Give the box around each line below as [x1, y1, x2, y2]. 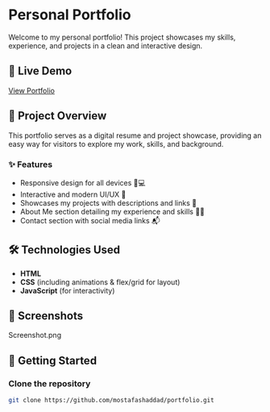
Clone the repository [8, 377, 91, 389]
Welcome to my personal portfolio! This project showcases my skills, [8, 32, 236, 42]
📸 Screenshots [8, 309, 84, 323]
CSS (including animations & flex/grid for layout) [19, 277, 181, 287]
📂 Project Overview [8, 109, 107, 123]
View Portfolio [8, 85, 55, 95]
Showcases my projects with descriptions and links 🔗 [19, 198, 197, 207]
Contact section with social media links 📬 [19, 215, 161, 225]
